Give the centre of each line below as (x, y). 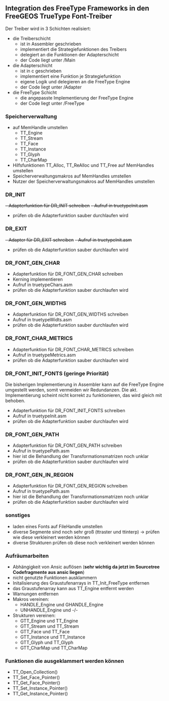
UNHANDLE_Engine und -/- (49, 610)
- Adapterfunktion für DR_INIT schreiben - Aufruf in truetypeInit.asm (77, 206)
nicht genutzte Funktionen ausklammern (55, 578)
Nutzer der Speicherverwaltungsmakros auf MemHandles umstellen (83, 181)
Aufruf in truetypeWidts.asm (42, 320)
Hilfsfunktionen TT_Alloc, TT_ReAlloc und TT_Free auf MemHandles (83, 165)
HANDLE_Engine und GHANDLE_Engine (62, 605)
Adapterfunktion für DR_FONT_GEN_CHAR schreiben (68, 274)
